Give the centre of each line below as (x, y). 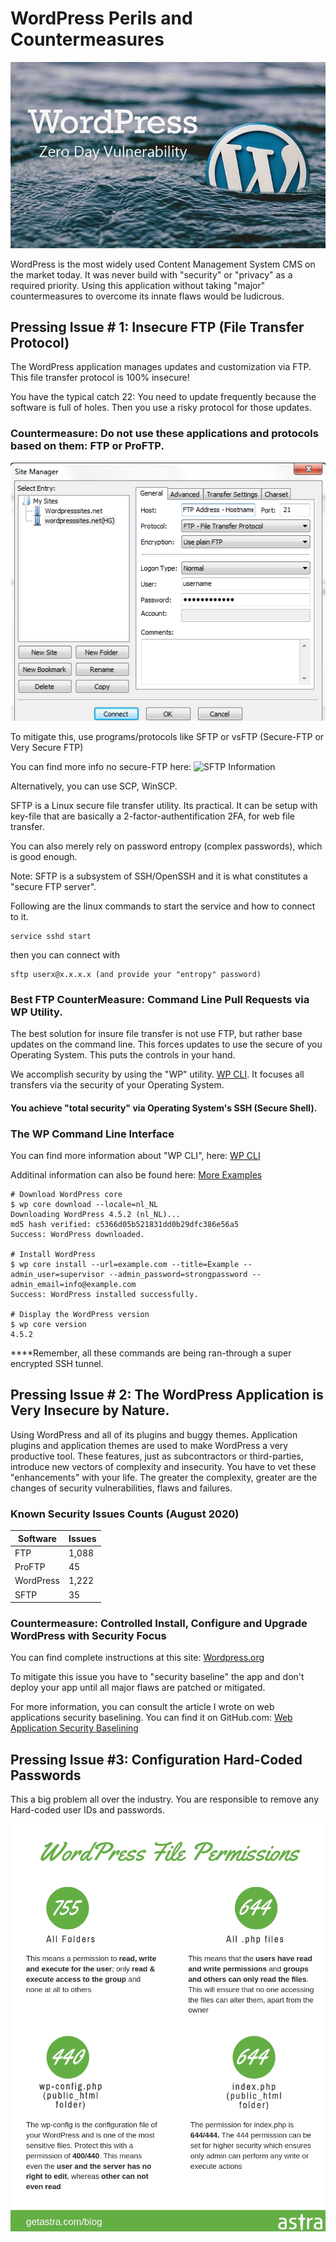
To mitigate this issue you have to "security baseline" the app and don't (157, 1677)
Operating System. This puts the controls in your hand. (123, 1055)
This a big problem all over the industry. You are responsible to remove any (165, 1799)
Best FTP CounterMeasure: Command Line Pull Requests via (160, 999)
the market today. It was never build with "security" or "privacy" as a (151, 274)
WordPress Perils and (101, 18)
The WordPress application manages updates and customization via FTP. (161, 367)
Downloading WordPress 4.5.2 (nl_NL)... (96, 1215)
